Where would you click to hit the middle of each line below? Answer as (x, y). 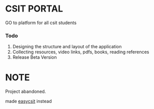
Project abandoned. (26, 91)
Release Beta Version (34, 57)
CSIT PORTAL (34, 9)
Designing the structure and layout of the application (67, 47)
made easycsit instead (28, 101)
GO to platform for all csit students (41, 23)
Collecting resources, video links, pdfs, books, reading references (81, 52)
